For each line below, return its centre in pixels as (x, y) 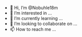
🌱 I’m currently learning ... (36, 18)
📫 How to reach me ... (33, 29)
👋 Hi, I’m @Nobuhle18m (34, 8)
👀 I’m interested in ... (31, 13)
